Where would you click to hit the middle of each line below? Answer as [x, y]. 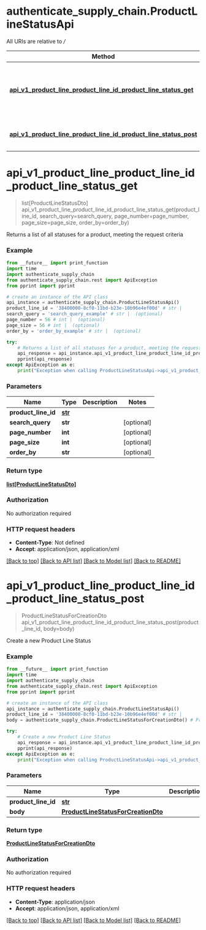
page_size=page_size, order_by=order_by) [75, 223]
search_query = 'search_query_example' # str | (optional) [85, 314]
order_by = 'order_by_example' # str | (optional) [74, 331]
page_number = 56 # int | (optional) [56, 320]
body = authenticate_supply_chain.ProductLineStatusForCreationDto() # [100, 720]
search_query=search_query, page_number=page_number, [114, 216]
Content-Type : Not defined [50, 543]
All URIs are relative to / [36, 41]
